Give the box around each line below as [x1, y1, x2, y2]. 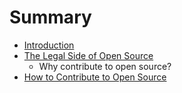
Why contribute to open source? [38, 60, 172, 72]
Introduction [23, 39, 75, 51]
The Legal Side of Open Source [23, 49, 154, 61]
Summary [9, 6, 92, 29]
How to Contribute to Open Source [23, 71, 167, 83]
